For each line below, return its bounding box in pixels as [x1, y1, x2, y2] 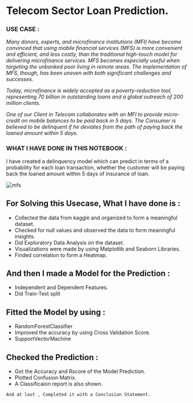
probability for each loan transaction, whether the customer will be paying [6, 164, 185, 171]
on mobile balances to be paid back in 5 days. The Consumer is [21, 117, 176, 124]
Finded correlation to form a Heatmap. [14, 251, 107, 259]
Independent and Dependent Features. [14, 284, 109, 291]
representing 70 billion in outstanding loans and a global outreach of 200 [6, 93, 184, 100]
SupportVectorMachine [14, 336, 72, 343]
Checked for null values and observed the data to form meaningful [14, 226, 176, 233]
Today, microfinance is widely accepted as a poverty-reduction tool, [6, 87, 172, 94]
